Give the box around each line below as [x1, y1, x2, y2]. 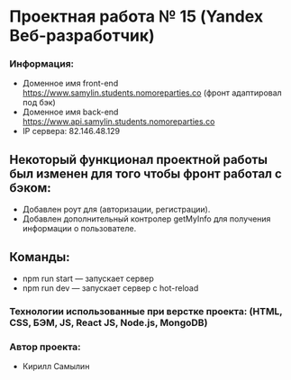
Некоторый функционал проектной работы [9, 151, 268, 167]
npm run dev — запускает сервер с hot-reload [22, 283, 199, 294]
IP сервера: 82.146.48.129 [22, 126, 120, 137]
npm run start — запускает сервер [22, 273, 155, 285]
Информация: [9, 58, 75, 70]
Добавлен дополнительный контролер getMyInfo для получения [22, 213, 271, 224]
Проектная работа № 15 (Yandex [9, 6, 264, 27]
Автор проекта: [9, 340, 81, 353]
